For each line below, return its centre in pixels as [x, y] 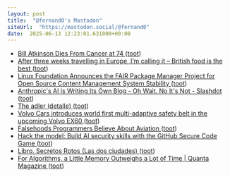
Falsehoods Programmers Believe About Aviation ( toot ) [97, 128]
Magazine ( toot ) [41, 166]
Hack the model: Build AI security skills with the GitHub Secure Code [117, 136]
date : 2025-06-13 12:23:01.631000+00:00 [69, 33]
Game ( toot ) [35, 144]
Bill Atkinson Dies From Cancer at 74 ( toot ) [79, 54]
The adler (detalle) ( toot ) [53, 106]
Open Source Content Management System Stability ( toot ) [102, 84]
